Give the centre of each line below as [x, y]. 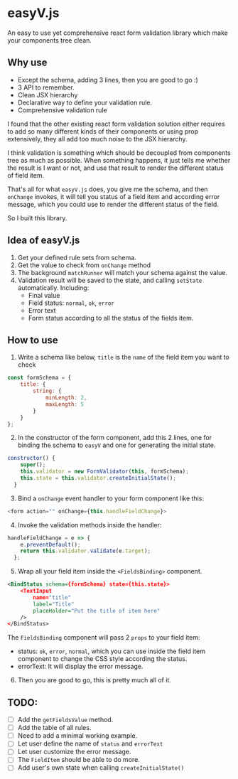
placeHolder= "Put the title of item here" [97, 611]
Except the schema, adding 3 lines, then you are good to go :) [108, 80]
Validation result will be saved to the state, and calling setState [110, 280]
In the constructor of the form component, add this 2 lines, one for [114, 438]
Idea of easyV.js [44, 241]
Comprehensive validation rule [63, 110]
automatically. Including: [53, 288]
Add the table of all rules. [54, 728]
